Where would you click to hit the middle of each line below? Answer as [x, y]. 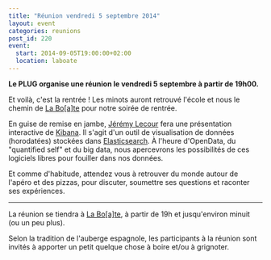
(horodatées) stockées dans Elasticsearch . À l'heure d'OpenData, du [122, 140]
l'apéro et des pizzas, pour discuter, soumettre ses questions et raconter [129, 182]
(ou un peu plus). [37, 222]
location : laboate [47, 61]
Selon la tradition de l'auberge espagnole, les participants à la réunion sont [133, 238]
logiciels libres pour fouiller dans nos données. [86, 157]
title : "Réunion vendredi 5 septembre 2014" [84, 16]
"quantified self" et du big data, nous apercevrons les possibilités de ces [129, 149]
